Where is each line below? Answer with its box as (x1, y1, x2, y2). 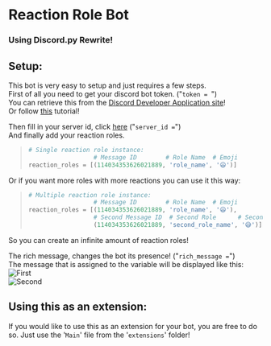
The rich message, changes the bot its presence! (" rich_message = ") (8, 251, 236, 261)
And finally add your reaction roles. (8, 130, 125, 140)
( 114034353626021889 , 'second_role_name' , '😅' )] (93, 221, 263, 229)
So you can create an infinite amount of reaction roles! (8, 235, 190, 245)
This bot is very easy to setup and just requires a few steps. (8, 80, 207, 90)
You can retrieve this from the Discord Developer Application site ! (8, 97, 226, 107)
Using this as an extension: (8, 300, 148, 314)
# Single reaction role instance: (27, 146, 144, 154)
